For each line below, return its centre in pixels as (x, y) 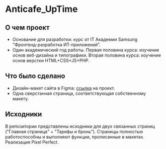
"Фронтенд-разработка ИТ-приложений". (56, 45)
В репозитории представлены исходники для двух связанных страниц (80, 126)
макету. (20, 98)
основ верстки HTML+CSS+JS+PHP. (51, 60)
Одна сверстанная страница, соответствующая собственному (79, 93)
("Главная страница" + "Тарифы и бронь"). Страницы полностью (74, 131)
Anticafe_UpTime (41, 9)
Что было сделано (35, 76)
